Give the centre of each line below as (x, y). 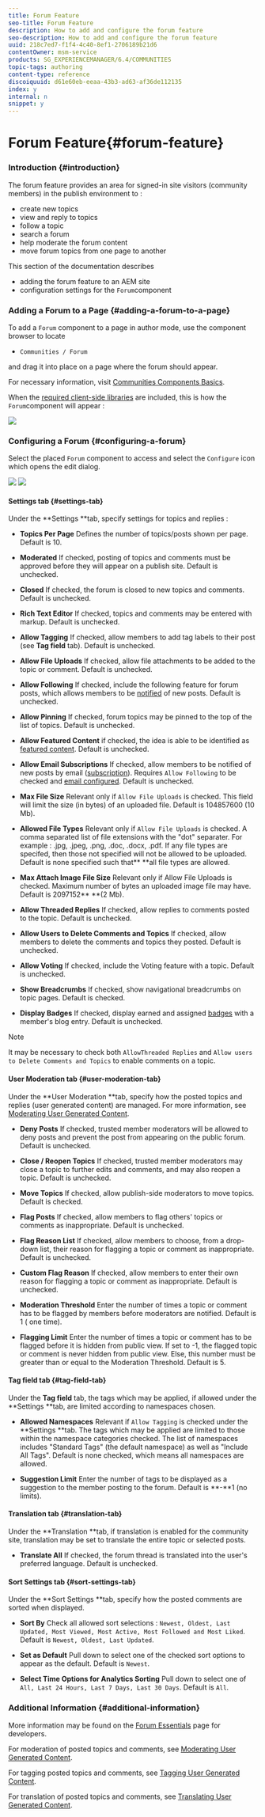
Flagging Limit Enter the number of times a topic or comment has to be (136, 1337)
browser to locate (37, 336)
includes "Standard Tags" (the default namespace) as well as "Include (134, 1447)
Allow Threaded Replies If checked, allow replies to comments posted (134, 910)
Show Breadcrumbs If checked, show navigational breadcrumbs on (130, 989)
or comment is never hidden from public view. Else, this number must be (137, 1353)
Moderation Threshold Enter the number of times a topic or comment (133, 1305)
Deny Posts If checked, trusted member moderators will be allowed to (134, 1129)
